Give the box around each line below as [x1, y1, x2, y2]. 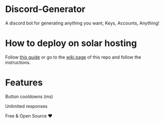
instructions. [5, 59, 31, 65]
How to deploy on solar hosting [5, 37, 137, 49]
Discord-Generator [5, 3, 86, 15]
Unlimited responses [5, 103, 48, 109]
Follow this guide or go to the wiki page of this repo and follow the [5, 54, 141, 60]
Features [5, 77, 43, 88]
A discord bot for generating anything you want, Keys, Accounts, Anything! [5, 20, 159, 26]
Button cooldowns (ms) [5, 93, 53, 99]
